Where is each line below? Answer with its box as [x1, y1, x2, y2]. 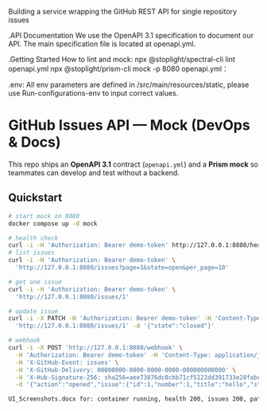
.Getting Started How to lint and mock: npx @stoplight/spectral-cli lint [8, 55, 236, 64]
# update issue [8, 307, 59, 315]
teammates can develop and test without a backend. [8, 167, 180, 178]
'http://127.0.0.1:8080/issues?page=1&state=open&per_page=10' [15, 264, 229, 272]
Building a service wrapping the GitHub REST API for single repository [8, 7, 237, 16]
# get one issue [8, 278, 62, 286]
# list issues [8, 249, 56, 257]
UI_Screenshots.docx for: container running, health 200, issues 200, [8, 395, 247, 403]
